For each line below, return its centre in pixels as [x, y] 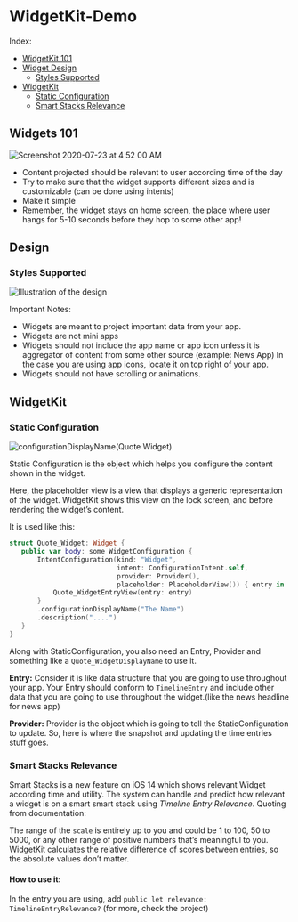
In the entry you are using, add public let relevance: [108, 899]
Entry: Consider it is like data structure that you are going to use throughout [148, 677]
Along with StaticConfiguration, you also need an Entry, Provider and [135, 651]
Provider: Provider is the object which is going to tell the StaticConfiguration [149, 724]
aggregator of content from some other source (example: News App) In [153, 355]
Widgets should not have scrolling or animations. [112, 374]
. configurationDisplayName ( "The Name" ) [111, 610]
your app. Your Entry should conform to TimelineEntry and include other [142, 687]
